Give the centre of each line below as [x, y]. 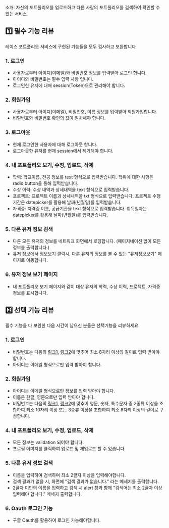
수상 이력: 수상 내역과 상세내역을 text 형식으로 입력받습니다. [71, 189]
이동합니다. [37, 260]
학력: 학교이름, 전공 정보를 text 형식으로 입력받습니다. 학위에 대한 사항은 [83, 177]
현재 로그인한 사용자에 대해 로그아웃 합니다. [55, 144]
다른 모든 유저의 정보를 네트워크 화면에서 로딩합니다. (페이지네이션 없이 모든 [87, 241]
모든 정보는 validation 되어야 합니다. [48, 442]
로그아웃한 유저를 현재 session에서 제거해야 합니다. [63, 151]
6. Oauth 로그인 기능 [29, 508]
